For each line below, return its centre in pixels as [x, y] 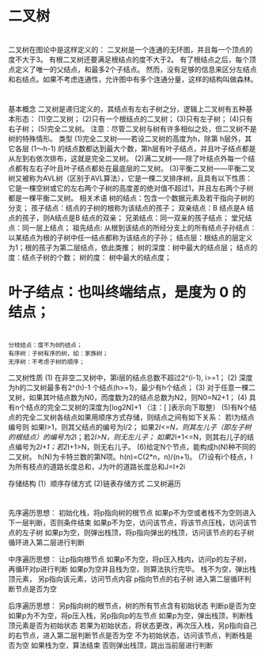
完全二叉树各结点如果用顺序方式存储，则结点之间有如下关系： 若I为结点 [138, 417]
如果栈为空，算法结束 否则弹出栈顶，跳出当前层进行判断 [122, 645]
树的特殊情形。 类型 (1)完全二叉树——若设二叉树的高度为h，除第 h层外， [127, 139]
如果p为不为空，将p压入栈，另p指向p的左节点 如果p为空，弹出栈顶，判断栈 [131, 616]
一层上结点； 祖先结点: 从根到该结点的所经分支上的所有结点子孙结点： [143, 227]
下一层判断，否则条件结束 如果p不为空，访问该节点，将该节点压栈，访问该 [129, 522]
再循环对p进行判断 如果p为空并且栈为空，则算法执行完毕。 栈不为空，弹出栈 [132, 569]
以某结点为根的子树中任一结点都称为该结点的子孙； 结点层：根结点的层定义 [131, 237]
